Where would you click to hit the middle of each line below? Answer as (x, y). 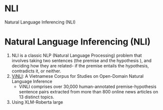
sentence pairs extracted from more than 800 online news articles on (88, 91)
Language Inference (32, 81)
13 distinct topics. (37, 97)
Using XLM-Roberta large (37, 102)
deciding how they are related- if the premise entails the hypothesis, (80, 66)
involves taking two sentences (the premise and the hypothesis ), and (81, 60)
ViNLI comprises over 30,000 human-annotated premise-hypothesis (88, 87)
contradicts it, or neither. (36, 71)
